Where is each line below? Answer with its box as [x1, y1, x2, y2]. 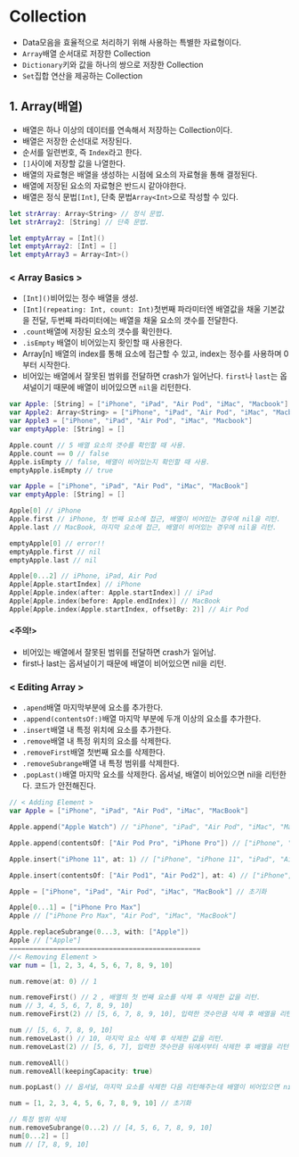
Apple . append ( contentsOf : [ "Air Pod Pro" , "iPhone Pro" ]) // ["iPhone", [9, 838, 285, 847]
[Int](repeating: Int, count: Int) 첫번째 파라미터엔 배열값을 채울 [21, 304, 262, 314]
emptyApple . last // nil [9, 555, 98, 564]
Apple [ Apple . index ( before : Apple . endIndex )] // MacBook [9, 596, 221, 606]
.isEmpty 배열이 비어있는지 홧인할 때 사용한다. [21, 337, 182, 348]
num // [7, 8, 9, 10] [9, 1140, 90, 1149]
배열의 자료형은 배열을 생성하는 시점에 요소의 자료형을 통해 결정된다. [21, 169, 258, 179]
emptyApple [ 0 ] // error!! [9, 538, 105, 548]
